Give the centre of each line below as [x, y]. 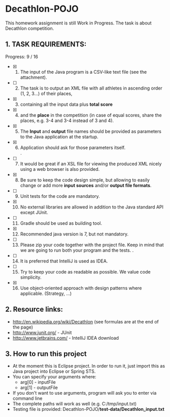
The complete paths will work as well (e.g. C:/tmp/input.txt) [75, 404]
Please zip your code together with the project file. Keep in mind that [92, 245]
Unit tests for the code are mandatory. [60, 196]
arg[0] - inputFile [38, 382]
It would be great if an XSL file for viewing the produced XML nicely [91, 164]
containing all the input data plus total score [66, 104]
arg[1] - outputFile [39, 388]
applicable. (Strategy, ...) [46, 293]
